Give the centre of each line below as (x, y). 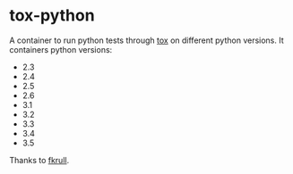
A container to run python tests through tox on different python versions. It (146, 40)
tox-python (52, 16)
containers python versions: (61, 49)
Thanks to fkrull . (39, 160)
